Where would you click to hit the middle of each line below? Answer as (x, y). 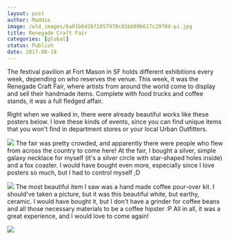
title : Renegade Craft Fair (48, 33)
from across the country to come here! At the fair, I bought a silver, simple (112, 150)
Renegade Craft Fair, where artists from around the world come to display (111, 86)
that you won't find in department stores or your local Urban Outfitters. (107, 129)
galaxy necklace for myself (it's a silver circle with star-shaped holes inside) (115, 158)
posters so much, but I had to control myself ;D (74, 172)
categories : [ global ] (38, 39)
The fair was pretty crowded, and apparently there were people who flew (119, 143)
